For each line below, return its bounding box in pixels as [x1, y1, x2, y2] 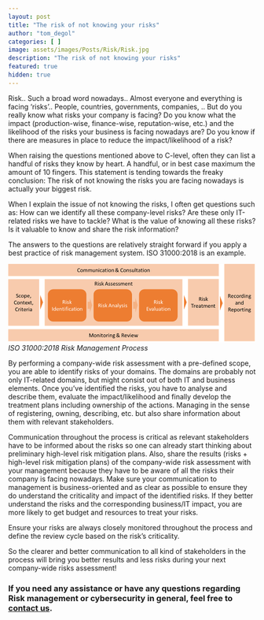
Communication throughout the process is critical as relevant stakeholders [8, 433, 249, 442]
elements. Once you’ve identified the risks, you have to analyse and [8, 384, 228, 393]
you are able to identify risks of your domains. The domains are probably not [8, 367, 256, 377]
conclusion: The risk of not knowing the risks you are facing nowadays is [8, 176, 244, 185]
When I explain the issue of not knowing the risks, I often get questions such [8, 199, 255, 209]
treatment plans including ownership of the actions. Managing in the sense [8, 400, 250, 410]
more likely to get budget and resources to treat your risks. [8, 508, 199, 518]
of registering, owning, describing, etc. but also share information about [8, 409, 241, 418]
